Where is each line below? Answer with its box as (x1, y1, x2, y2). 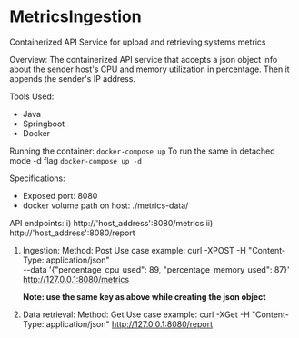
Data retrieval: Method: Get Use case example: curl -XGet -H (22, 309, 250, 320)
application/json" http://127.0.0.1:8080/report (45, 318, 214, 329)
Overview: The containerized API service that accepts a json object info (9, 54, 278, 65)
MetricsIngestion (9, 6, 143, 27)
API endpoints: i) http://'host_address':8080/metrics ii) (9, 217, 214, 228)
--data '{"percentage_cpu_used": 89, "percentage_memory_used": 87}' (22, 263, 290, 274)
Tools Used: (9, 91, 55, 102)
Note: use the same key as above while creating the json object (22, 291, 266, 302)
